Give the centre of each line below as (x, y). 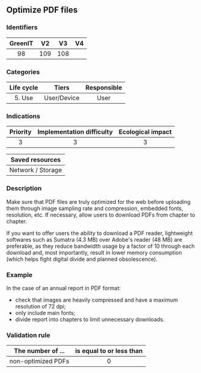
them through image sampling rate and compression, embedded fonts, (95, 208)
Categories (23, 71)
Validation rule (28, 335)
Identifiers (22, 27)
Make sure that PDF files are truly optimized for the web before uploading (98, 201)
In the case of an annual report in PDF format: (64, 288)
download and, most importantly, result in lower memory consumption (94, 252)
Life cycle (24, 87)
